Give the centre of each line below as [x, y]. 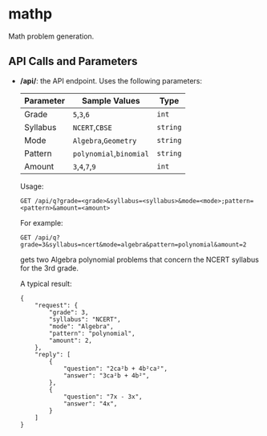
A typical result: [46, 283]
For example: [41, 222]
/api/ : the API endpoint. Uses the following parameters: [111, 80]
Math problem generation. [51, 36]
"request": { [57, 305]
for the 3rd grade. [49, 268]
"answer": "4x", [90, 403]
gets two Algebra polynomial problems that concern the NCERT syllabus [139, 259]
